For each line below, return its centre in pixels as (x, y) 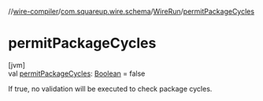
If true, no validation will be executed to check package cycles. (110, 88)
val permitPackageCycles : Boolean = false (77, 73)
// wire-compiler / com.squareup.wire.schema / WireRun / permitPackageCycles (131, 11)
